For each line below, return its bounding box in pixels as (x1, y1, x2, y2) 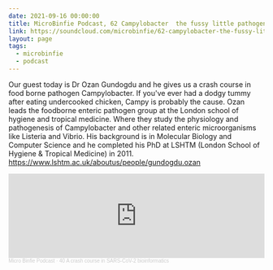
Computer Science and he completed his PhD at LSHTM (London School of (8, 140, 260, 150)
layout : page (8, 34, 53, 43)
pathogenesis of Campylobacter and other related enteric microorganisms (8, 123, 257, 133)
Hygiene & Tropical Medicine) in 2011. (8, 148, 134, 159)
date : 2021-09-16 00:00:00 (8, 11, 100, 20)
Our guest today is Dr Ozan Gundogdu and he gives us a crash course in (8, 79, 252, 89)
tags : (8, 42, 27, 50)
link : (8, 27, 27, 35)
